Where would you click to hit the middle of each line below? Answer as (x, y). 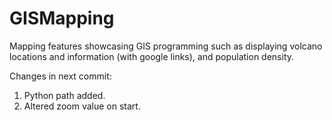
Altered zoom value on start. (82, 106)
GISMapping (62, 18)
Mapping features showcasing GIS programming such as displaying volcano (166, 46)
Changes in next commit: (60, 76)
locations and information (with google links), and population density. (152, 56)
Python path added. (64, 95)
